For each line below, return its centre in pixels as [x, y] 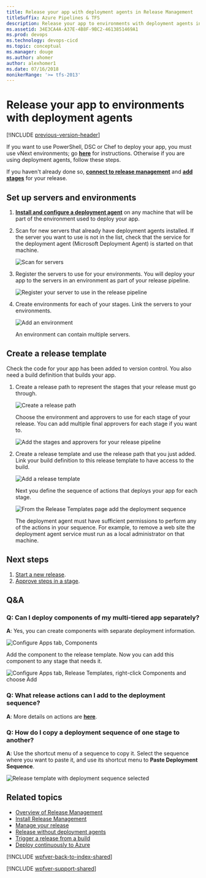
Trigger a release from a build [53, 838]
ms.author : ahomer [30, 58]
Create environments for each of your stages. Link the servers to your [103, 304]
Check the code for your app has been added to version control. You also [99, 368]
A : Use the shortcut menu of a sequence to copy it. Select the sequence [97, 753]
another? [20, 740]
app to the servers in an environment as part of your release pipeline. [102, 280]
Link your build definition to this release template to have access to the [105, 460]
